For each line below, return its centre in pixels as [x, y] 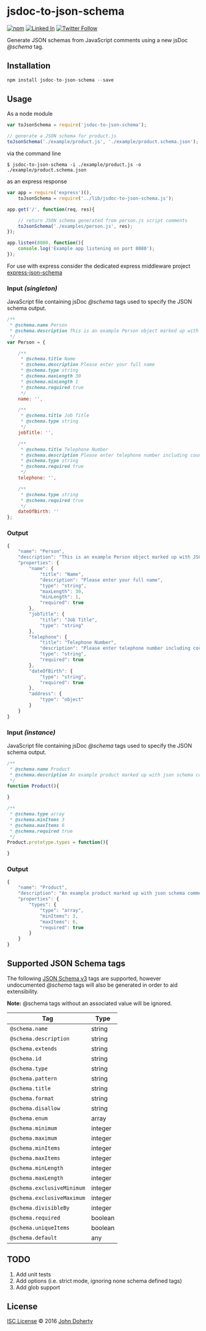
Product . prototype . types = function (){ [58, 843]
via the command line [34, 154]
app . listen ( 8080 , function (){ [46, 243]
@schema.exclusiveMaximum [48, 1198]
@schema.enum [29, 1118]
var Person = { [26, 342]
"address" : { [46, 694]
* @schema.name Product [40, 769]
